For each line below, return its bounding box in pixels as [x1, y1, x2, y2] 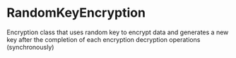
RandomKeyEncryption [6, 5, 146, 21]
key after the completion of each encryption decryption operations [6, 35, 201, 43]
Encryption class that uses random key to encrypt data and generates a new [6, 28, 229, 36]
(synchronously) [6, 43, 54, 51]
